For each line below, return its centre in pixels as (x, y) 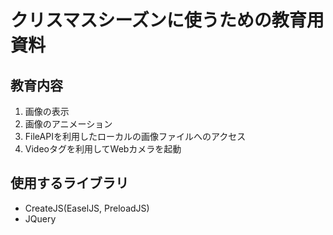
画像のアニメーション (68, 124)
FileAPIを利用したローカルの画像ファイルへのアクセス (135, 136)
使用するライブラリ (69, 183)
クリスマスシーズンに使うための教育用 (167, 20)
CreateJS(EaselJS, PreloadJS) (87, 208)
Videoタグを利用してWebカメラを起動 (103, 149)
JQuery (40, 218)
